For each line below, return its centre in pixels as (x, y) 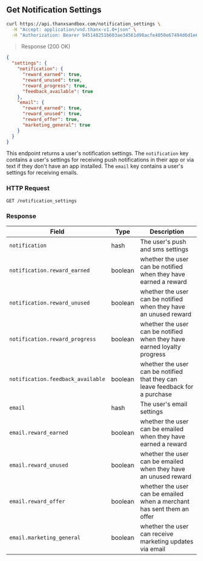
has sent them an (164, 509)
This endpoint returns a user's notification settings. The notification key (98, 153)
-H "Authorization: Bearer (46, 35)
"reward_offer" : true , (51, 120)
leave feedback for (167, 387)
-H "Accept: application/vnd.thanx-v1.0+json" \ (74, 30)
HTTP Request (28, 188)
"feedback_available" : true (58, 91)
